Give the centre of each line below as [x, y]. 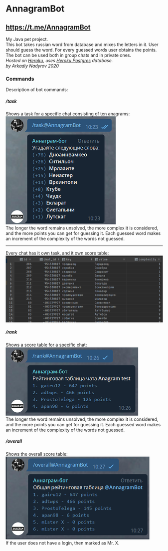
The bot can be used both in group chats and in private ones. [69, 55]
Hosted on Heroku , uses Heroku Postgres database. [59, 60]
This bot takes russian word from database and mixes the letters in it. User [82, 45]
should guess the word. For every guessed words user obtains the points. [81, 50]
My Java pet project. [27, 39]
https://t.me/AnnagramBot [48, 27]
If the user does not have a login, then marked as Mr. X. [63, 543]
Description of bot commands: [37, 90]
